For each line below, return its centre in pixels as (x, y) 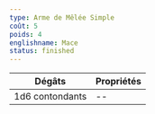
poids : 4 (26, 34)
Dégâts (50, 82)
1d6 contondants (50, 97)
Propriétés (118, 82)
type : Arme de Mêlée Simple (62, 18)
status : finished (42, 51)
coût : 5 (24, 26)
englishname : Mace (44, 43)
